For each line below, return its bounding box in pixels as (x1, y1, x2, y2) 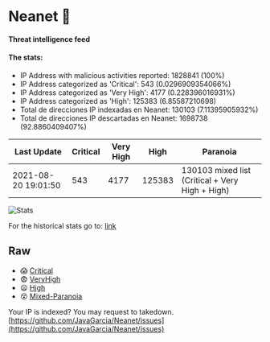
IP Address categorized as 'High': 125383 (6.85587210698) (19, 96, 217, 105)
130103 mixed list (181, 164, 252, 175)
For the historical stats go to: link (8, 220, 117, 230)
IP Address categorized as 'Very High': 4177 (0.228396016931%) (19, 88, 235, 97)
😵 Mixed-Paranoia (19, 291, 83, 301)
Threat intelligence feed (8, 34, 91, 43)
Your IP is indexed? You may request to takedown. (8, 307, 174, 316)
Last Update (14, 146, 63, 157)
